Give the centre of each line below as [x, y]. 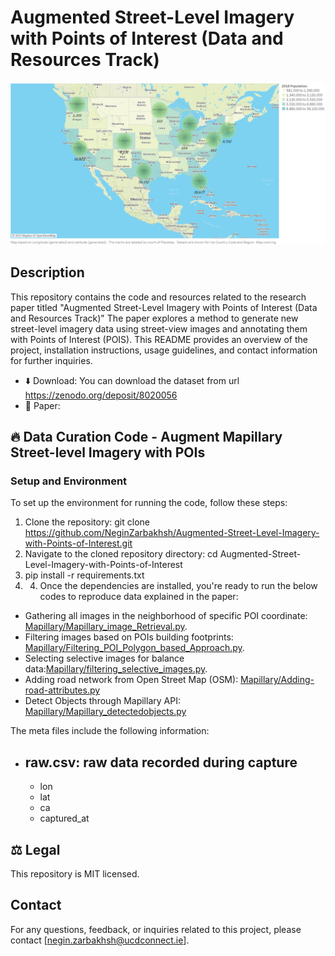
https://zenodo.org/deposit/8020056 [101, 395]
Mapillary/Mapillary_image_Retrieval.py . [106, 627]
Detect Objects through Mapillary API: [102, 701]
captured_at [64, 818]
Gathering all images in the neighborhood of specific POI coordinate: [166, 616]
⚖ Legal [35, 849]
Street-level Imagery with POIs [108, 452]
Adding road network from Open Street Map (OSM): [131, 680]
